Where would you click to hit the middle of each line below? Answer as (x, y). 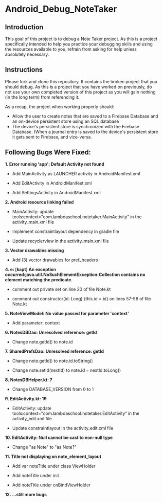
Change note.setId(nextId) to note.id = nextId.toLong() (66, 370)
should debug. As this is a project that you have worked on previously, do (79, 87)
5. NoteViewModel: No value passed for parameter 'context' (67, 313)
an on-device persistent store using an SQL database (65, 121)
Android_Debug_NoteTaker (61, 9)
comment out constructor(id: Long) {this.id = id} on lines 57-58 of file (81, 298)
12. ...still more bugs (26, 494)
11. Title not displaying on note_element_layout (53, 456)
